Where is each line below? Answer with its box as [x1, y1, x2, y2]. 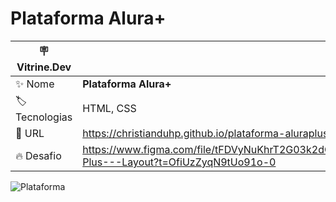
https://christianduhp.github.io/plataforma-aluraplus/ [82, 126, 333, 140]
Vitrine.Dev [16, 60, 72, 74]
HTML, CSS [82, 102, 137, 116]
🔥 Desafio [15, 148, 62, 162]
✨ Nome [15, 77, 55, 91]
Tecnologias [15, 110, 73, 124]
